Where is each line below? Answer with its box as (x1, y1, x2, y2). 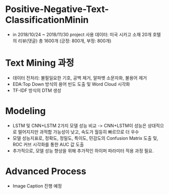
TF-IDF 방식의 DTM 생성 (12, 87, 62, 93)
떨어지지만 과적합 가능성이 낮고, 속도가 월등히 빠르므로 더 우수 (18, 129, 139, 135)
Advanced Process (5, 166, 87, 177)
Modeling (5, 106, 46, 117)
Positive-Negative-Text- (5, 4, 109, 15)
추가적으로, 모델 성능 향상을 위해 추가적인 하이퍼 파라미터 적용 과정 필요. (12, 147, 154, 154)
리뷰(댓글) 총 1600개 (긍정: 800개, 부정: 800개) (18, 38, 112, 44)
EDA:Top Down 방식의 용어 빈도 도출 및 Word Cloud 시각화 (12, 81, 130, 87)
